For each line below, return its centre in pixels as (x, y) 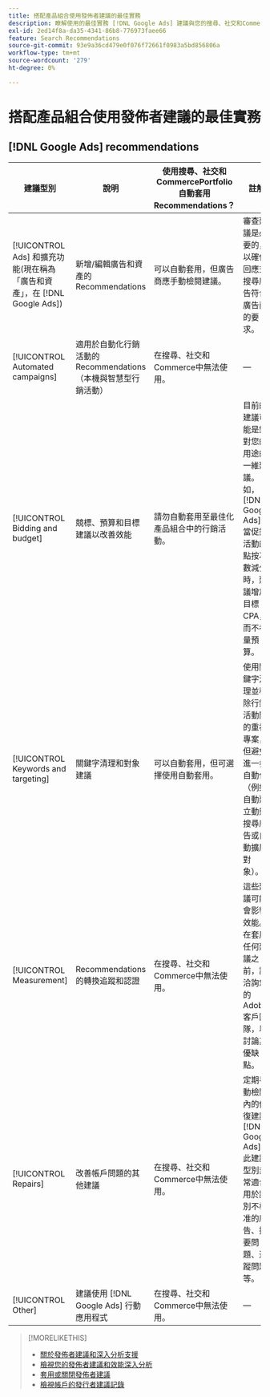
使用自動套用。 (190, 775)
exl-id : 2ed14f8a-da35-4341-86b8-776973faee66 (87, 30)
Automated (33, 366)
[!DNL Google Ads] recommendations (104, 147)
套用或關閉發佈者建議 (75, 1374)
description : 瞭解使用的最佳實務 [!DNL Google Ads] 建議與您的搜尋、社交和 (125, 23)
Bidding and (35, 528)
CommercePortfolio (194, 181)
